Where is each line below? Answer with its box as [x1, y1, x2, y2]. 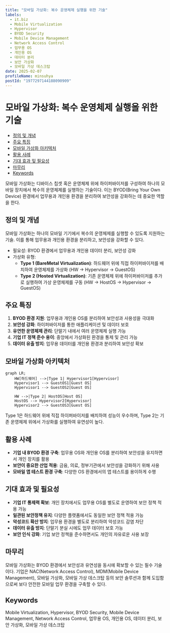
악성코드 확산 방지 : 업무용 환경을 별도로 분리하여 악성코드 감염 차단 [12, 518, 144, 524]
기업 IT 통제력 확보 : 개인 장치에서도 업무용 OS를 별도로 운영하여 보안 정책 [12, 499, 156, 505]
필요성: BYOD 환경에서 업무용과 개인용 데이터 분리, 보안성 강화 [12, 247, 136, 253]
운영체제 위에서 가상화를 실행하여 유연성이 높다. [10, 419, 105, 425]
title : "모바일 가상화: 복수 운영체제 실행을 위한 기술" [5, 7, 108, 13]
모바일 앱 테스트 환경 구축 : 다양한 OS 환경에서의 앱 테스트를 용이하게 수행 [12, 468, 156, 474]
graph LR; [5, 371, 26, 376]
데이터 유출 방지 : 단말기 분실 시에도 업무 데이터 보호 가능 [12, 525, 123, 531]
